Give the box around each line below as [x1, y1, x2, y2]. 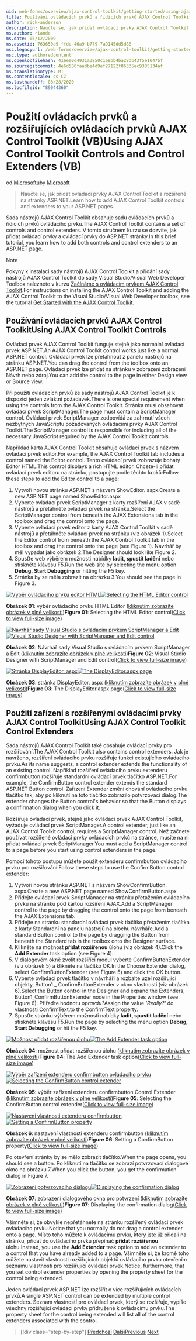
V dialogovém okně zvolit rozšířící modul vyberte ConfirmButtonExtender [14, 956, 190, 963]
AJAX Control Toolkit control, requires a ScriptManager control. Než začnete [6, 828, 190, 835]
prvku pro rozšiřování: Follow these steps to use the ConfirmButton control [6, 864, 184, 871]
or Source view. [6, 378, 44, 385]
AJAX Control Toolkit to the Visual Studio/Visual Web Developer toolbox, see [6, 293, 190, 300]
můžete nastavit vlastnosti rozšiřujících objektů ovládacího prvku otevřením [6, 1256, 187, 1263]
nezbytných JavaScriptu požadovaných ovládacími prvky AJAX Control [6, 420, 177, 427]
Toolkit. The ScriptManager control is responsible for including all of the [6, 427, 177, 434]
